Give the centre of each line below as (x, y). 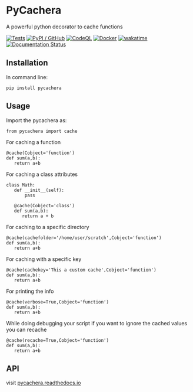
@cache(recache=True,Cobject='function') (58, 340)
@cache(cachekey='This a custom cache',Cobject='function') (81, 270)
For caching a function (33, 142)
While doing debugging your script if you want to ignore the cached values (96, 323)
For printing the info (30, 291)
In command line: (27, 77)
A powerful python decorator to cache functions (64, 27)
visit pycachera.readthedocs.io (44, 383)
